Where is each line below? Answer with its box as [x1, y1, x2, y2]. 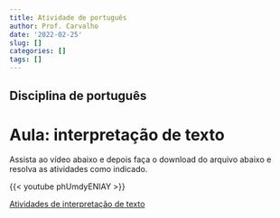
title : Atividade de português [9, 13, 127, 23]
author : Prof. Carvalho [9, 22, 99, 31]
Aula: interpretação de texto [9, 124, 225, 145]
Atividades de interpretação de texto [9, 199, 145, 210]
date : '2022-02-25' [9, 30, 83, 39]
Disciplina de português [9, 88, 147, 104]
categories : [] [9, 47, 67, 56]
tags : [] [9, 55, 42, 64]
